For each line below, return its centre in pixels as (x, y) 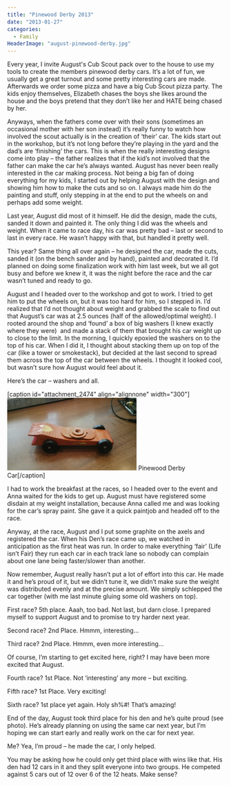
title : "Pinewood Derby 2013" (51, 15)
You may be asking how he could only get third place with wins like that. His (115, 759)
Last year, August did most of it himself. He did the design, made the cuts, (112, 216)
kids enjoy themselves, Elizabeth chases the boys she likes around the (107, 94)
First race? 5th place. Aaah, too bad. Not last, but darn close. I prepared (109, 610)
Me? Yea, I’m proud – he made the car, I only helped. (82, 746)
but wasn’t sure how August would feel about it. (75, 368)
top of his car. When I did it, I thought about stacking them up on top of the (113, 346)
